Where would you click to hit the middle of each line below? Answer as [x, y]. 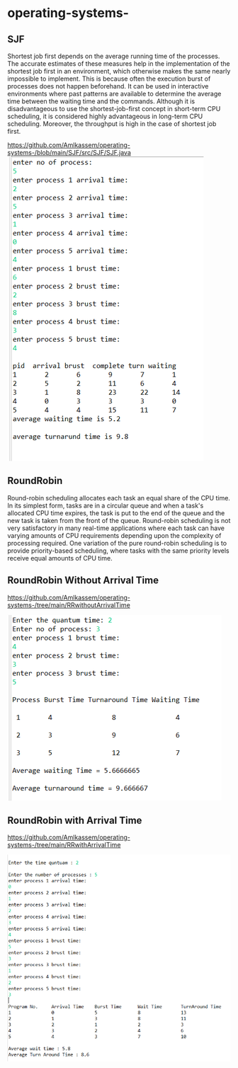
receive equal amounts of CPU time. [60, 558]
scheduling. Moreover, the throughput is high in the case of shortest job [112, 124]
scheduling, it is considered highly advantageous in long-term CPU [105, 116]
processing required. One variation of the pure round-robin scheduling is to [117, 543]
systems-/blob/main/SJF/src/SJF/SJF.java [69, 153]
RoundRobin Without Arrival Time [83, 581]
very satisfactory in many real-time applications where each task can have [116, 528]
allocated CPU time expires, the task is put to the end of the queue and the [116, 513]
